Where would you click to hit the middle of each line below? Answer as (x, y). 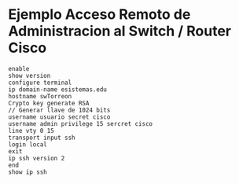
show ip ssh (28, 172)
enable (19, 68)
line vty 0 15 (31, 131)
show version (29, 75)
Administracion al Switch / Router (120, 31)
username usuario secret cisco (59, 117)
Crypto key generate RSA (49, 103)
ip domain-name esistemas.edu (58, 89)
